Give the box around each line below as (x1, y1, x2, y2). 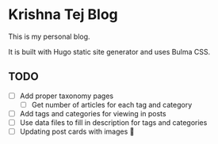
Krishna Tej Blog (8, 6, 119, 24)
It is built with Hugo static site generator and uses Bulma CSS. (8, 47, 211, 56)
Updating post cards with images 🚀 (19, 127, 135, 136)
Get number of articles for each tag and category (31, 100, 193, 109)
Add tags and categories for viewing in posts (19, 108, 166, 118)
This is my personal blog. (8, 32, 90, 41)
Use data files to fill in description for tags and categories (19, 117, 208, 127)
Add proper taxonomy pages (19, 91, 113, 100)
